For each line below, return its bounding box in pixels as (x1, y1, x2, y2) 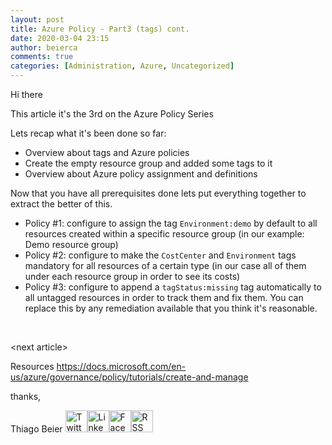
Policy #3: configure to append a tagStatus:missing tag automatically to (24, 281, 322, 293)
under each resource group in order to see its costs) (24, 271, 241, 282)
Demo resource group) (24, 239, 119, 250)
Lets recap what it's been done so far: (10, 127, 167, 139)
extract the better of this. (10, 198, 113, 210)
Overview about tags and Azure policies (24, 147, 190, 158)
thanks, (10, 391, 42, 402)
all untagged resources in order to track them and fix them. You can (24, 292, 304, 303)
